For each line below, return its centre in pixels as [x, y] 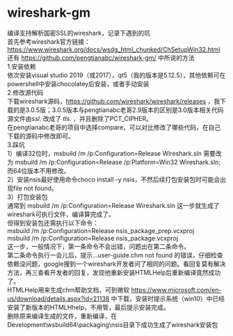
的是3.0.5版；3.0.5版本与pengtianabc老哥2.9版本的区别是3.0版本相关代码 [118, 110]
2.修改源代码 [25, 93]
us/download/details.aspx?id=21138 [58, 298]
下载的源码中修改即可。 [41, 136]
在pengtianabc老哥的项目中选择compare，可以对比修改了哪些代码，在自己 [114, 127]
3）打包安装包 [27, 197]
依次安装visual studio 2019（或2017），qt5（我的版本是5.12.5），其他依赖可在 [116, 75]
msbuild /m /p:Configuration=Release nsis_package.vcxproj [93, 238]
